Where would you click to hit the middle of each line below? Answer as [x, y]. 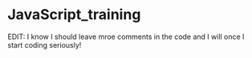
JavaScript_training [74, 15]
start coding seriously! [45, 44]
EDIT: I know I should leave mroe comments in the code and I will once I [126, 37]
